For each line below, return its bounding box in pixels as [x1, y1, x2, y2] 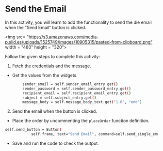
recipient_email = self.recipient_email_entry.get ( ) [22, 91, 131, 95]
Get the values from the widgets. [12, 72, 78, 78]
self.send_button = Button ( [5, 127, 62, 132]
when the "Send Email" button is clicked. [5, 24, 86, 30]
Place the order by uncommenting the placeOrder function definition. [12, 118, 149, 124]
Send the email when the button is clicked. [12, 108, 97, 114]
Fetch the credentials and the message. [12, 63, 91, 69]
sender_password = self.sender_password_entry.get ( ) [22, 86, 131, 91]
